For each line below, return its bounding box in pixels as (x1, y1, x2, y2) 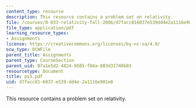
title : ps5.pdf (6, 74, 43, 79)
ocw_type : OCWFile (6, 47, 51, 53)
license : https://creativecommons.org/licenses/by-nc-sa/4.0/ (6, 41, 160, 47)
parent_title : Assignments (6, 52, 72, 58)
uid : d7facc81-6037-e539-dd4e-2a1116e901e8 (6, 79, 114, 85)
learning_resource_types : (6, 30, 69, 36)
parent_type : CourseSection (6, 57, 75, 63)
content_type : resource (6, 8, 64, 15)
